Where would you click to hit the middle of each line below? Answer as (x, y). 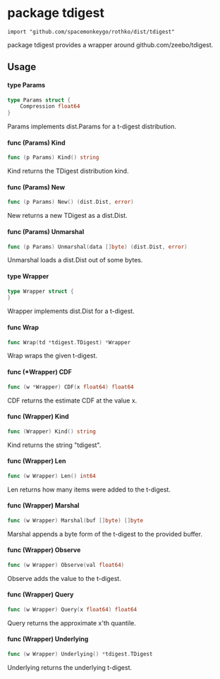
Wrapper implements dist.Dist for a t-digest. (71, 311)
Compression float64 (50, 106)
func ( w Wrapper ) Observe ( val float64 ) (66, 565)
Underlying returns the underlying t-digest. (70, 667)
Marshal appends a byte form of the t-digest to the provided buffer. (105, 534)
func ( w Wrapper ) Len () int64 (52, 476)
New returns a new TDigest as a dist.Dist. (68, 216)
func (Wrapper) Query (41, 594)
